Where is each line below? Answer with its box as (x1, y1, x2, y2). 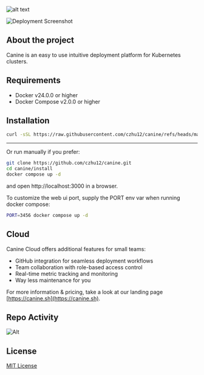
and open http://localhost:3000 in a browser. (6, 182, 118, 190)
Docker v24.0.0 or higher (15, 91, 78, 98)
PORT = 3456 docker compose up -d (6, 212, 88, 218)
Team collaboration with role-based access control (15, 263, 143, 270)
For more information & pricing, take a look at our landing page (6, 288, 163, 295)
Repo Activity (6, 312, 59, 323)
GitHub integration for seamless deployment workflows (15, 257, 154, 264)
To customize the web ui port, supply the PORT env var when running (6, 194, 180, 201)
